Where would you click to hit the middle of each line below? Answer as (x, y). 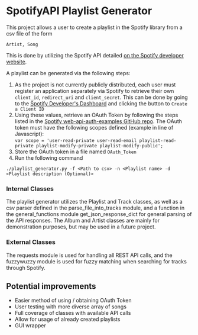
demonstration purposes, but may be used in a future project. (81, 227)
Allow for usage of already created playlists (67, 319)
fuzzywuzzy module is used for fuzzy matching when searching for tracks (97, 261)
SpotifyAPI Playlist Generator (79, 11)
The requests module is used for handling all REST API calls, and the (89, 255)
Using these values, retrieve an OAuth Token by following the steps (96, 115)
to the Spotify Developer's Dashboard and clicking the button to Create (101, 103)
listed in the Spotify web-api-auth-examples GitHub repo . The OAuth (98, 121)
